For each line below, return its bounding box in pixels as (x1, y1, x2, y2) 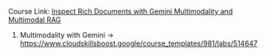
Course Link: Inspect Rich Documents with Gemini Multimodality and (8, 7, 233, 16)
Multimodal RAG (8, 15, 61, 24)
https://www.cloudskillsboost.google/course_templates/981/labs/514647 (19, 39, 258, 48)
